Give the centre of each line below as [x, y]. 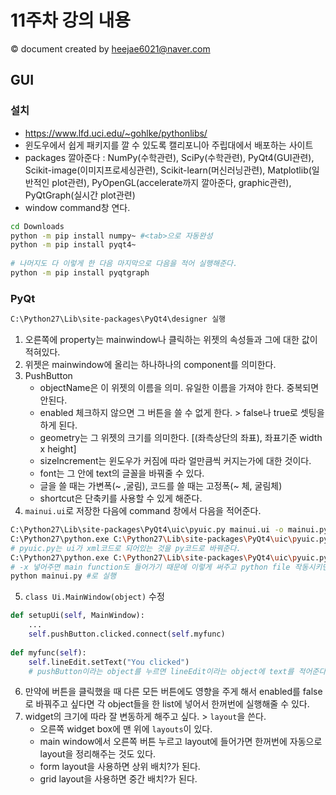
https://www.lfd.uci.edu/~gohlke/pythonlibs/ [116, 133]
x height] [58, 449]
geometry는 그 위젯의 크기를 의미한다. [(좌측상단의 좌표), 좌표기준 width [181, 438]
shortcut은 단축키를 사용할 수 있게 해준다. [121, 498]
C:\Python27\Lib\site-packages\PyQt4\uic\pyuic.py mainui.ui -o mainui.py [169, 530]
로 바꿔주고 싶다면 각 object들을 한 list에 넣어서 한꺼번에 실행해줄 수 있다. [167, 704]
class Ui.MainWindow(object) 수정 [94, 597]
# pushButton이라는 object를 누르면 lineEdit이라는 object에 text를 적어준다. [179, 671]
